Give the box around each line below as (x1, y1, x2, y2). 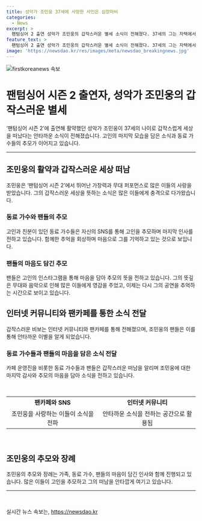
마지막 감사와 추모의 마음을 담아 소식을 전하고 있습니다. (6, 372, 135, 379)
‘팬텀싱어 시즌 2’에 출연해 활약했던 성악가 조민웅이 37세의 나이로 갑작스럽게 (6, 124, 182, 132)
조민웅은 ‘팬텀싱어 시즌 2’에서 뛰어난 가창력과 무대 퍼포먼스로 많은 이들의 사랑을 (6, 181, 192, 189)
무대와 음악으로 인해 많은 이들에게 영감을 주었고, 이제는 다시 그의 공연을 (12, 282, 179, 289)
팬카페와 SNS (34, 398, 71, 407)
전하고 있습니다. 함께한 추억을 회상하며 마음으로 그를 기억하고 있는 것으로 (6, 235, 176, 242)
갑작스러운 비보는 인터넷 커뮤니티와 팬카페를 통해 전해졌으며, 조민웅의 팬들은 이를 (6, 325, 196, 332)
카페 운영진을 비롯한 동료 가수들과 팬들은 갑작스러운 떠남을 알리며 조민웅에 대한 (6, 364, 191, 371)
